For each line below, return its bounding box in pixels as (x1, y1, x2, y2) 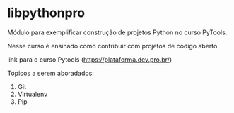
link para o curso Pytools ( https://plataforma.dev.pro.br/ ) (7, 55, 172, 64)
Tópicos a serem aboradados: (7, 69, 94, 77)
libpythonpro (7, 5, 86, 21)
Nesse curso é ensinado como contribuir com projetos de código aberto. (7, 41, 219, 50)
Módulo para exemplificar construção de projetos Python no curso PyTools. (7, 28, 228, 36)
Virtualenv (17, 90, 48, 98)
